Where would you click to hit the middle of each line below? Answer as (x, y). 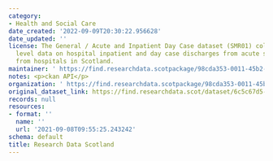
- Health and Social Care (52, 24)
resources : (27, 107)
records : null (32, 99)
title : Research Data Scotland (61, 144)
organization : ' (36, 84)
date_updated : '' (38, 39)
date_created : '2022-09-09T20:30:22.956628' (85, 31)
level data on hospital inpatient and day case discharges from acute (138, 54)
